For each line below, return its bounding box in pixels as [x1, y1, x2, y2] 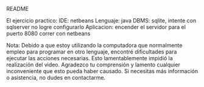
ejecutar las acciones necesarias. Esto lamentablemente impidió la [6, 55, 174, 61]
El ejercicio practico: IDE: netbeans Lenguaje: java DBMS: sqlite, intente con [6, 17, 197, 24]
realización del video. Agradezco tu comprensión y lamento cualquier [6, 61, 181, 68]
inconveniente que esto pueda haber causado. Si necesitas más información [6, 68, 199, 75]
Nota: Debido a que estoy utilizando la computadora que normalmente [6, 42, 183, 49]
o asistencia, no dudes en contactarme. [6, 74, 105, 81]
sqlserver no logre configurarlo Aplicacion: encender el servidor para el [6, 24, 186, 30]
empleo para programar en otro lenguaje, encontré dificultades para [6, 48, 177, 55]
